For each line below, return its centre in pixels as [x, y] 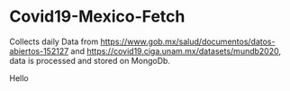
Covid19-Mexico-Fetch [97, 17]
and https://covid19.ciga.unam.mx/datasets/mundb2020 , [176, 50]
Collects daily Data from [54, 41]
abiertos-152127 [39, 50]
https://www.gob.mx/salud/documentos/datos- [188, 41]
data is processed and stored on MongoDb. [90, 60]
